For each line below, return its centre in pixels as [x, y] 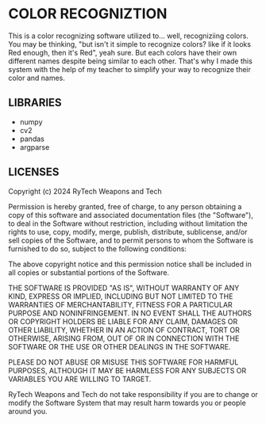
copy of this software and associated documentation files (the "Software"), [131, 215]
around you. [28, 411]
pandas [32, 139]
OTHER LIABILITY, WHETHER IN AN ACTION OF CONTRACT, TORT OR [124, 330]
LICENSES [34, 172]
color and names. [37, 78]
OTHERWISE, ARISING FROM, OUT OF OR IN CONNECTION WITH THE [124, 338]
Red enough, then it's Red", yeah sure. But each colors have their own [123, 52]
